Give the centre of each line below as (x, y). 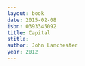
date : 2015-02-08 (32, 20)
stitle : (18, 39)
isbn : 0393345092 (32, 26)
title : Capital (29, 33)
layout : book (26, 13)
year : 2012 (23, 52)
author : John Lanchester (42, 45)
